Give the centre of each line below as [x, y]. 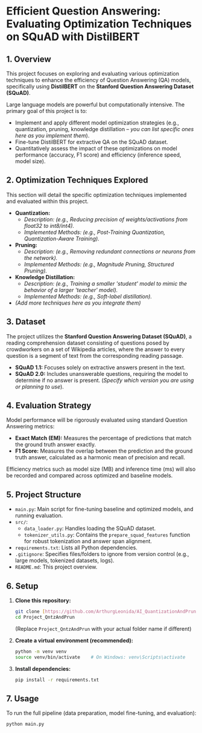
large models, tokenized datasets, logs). [65, 561]
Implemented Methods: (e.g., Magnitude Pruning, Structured [99, 264]
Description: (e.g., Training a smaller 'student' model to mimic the [106, 283]
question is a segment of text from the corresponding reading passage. [95, 355]
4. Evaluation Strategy [49, 406]
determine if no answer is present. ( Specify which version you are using [104, 380]
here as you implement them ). [52, 135]
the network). [41, 257]
